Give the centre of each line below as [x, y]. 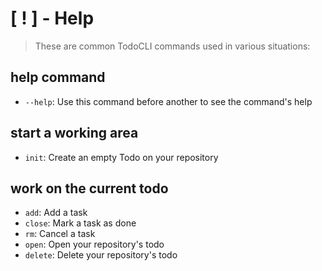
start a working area [74, 133]
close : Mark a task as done [80, 223]
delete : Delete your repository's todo [101, 255]
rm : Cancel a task [60, 234]
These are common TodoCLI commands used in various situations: [172, 46]
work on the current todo [89, 188]
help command [58, 77]
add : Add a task [56, 213]
